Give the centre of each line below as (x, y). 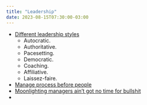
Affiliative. (36, 72)
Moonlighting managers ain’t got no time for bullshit (78, 91)
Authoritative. (40, 47)
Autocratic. (37, 40)
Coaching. (36, 65)
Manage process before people (53, 84)
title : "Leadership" (32, 12)
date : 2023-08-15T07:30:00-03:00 (47, 17)
